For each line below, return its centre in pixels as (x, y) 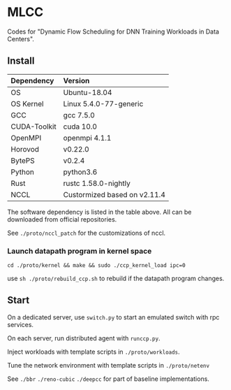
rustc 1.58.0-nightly (97, 183)
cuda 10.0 (80, 127)
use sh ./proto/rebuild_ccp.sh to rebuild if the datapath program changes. (116, 279)
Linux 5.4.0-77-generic (103, 103)
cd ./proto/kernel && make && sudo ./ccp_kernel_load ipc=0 (97, 266)
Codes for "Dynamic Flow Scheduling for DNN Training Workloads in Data (113, 31)
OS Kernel (27, 103)
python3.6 (80, 172)
